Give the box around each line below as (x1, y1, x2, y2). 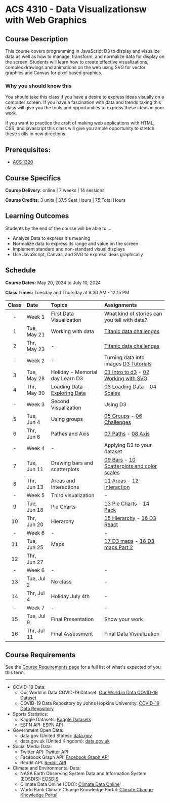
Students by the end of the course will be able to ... (5, 225, 112, 231)
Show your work (104, 615, 143, 623)
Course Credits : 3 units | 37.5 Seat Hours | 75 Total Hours (5, 197, 126, 203)
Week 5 (26, 491, 45, 499)
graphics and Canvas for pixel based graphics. (5, 70, 103, 76)
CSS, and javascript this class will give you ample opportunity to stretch (5, 126, 155, 132)
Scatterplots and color (104, 462, 157, 470)
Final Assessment (51, 630, 93, 637)
